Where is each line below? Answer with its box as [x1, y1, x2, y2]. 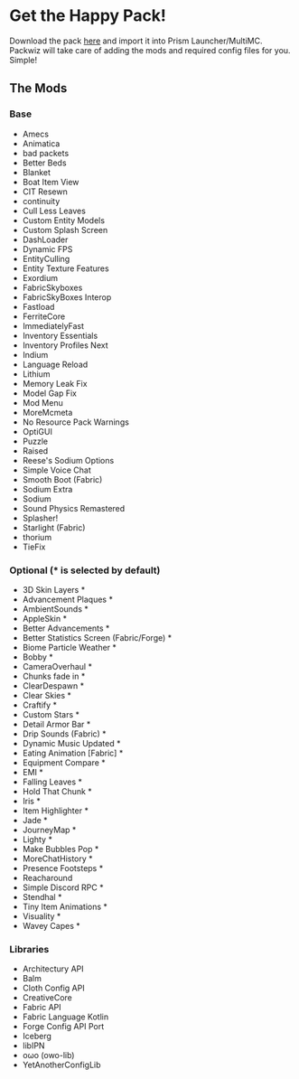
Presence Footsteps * [22, 862, 104, 873]
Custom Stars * [22, 708, 79, 719]
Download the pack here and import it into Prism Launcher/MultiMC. [9, 35, 263, 46]
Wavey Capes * [22, 920, 80, 931]
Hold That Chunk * [22, 785, 92, 796]
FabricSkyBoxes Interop [22, 291, 112, 303]
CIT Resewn [22, 186, 68, 197]
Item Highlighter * [22, 805, 89, 816]
